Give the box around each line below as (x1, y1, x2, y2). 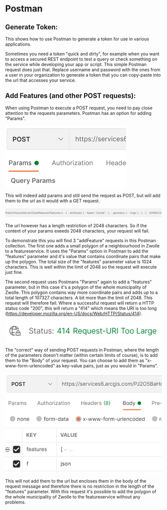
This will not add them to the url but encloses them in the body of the (5, 478, 147, 484)
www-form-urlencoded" (5, 363, 55, 369)
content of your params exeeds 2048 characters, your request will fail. (5, 228, 150, 234)
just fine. (5, 269, 23, 275)
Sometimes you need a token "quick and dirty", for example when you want (5, 51, 160, 57)
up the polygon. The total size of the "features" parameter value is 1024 (5, 259, 152, 265)
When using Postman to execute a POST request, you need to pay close (5, 105, 153, 111)
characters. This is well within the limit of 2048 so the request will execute (5, 264, 157, 270)
